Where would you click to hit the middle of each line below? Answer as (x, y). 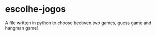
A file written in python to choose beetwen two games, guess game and (78, 23)
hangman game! (22, 28)
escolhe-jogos (36, 9)
